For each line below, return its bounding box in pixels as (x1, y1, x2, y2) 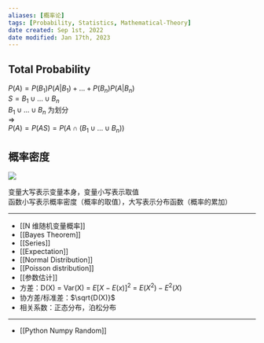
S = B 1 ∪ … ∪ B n (8, 94, 60, 105)
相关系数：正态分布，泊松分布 (19, 302, 116, 312)
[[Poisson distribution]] (19, 264, 94, 273)
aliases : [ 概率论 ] (8, 11, 65, 20)
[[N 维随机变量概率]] (19, 221, 86, 231)
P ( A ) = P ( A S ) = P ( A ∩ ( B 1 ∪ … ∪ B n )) (8, 124, 125, 135)
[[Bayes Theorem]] (19, 230, 81, 240)
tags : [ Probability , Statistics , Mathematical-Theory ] (8, 19, 192, 27)
